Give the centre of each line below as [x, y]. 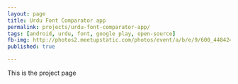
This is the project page [42, 73]
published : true [31, 47]
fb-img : [19, 40]
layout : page [27, 14]
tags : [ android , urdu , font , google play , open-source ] [91, 34]
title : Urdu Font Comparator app [57, 20]
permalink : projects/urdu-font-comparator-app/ [79, 27]
